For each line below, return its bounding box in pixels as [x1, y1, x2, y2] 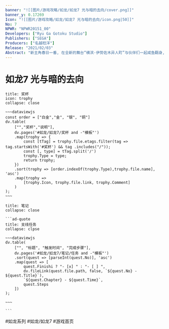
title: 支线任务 [5, 222, 37, 227]
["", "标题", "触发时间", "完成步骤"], [14, 245, 91, 251]
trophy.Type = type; [23, 153, 67, 158]
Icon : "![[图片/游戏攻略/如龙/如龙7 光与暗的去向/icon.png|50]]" [5, 17, 134, 22]
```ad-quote [5, 217, 30, 222]
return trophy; [23, 158, 56, 163]
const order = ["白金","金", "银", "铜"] [5, 115, 90, 120]
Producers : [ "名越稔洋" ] [5, 41, 55, 46]
